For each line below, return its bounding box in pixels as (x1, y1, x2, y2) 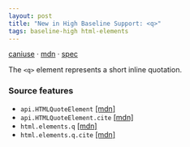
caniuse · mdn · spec (8, 50, 79, 59)
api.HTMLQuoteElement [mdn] (19, 103, 116, 114)
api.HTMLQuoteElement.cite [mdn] (19, 112, 134, 122)
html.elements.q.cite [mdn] (19, 129, 116, 139)
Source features (8, 85, 74, 97)
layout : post (8, 11, 53, 20)
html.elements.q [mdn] (19, 121, 97, 131)
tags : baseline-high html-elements (8, 27, 129, 35)
